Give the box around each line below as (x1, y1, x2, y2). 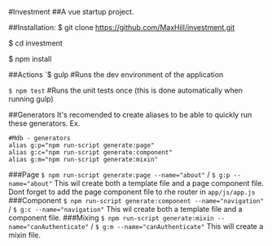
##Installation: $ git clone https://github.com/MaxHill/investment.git (8, 23, 235, 32)
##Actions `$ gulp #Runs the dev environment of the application (8, 70, 224, 80)
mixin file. (8, 231, 42, 240)
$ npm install (8, 54, 52, 63)
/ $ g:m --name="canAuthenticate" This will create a (90, 222, 264, 231)
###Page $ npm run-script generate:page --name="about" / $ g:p (8, 170, 230, 179)
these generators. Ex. (8, 119, 81, 128)
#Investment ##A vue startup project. (8, 7, 134, 16)
